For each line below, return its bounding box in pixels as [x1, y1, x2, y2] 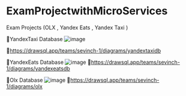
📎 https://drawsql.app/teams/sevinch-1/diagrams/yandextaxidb [6, 47, 161, 54]
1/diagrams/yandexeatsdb [6, 64, 70, 72]
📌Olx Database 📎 [6, 76, 71, 83]
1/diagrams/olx [6, 82, 43, 90]
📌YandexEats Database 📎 [6, 58, 91, 66]
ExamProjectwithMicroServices [6, 4, 168, 18]
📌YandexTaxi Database [6, 35, 63, 42]
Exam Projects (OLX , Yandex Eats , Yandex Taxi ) [6, 24, 128, 31]
